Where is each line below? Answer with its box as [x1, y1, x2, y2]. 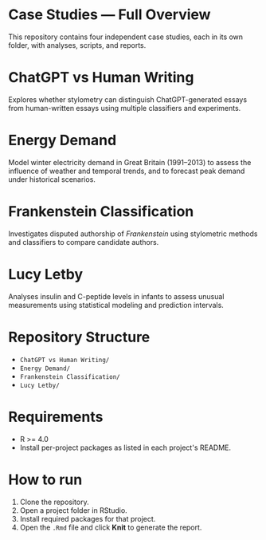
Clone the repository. [19, 497, 89, 506]
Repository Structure [8, 328, 151, 346]
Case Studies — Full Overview [8, 6, 211, 24]
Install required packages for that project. [19, 514, 156, 523]
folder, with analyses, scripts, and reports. [8, 40, 147, 49]
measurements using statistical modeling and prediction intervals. [8, 300, 225, 309]
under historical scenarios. [8, 174, 96, 184]
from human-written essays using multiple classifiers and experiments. [8, 103, 241, 112]
